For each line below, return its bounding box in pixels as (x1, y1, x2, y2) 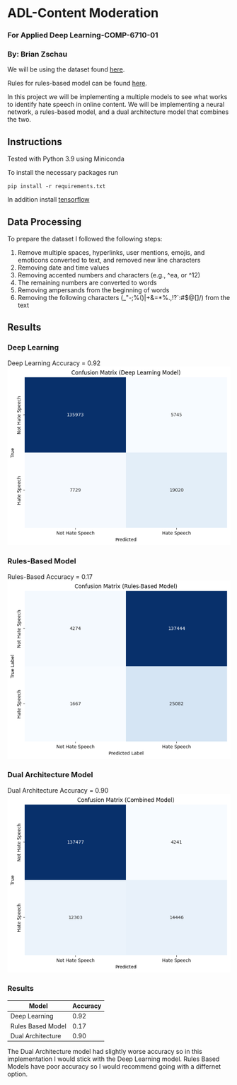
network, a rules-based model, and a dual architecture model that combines (7, 108, 229, 116)
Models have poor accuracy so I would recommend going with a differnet (7, 1062, 221, 1071)
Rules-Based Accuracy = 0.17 (7, 572, 93, 581)
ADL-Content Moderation (7, 5, 159, 21)
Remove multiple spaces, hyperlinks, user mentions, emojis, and (17, 248, 205, 257)
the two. (7, 115, 32, 124)
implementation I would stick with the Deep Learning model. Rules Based (7, 1055, 220, 1063)
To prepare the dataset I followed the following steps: (7, 235, 163, 243)
